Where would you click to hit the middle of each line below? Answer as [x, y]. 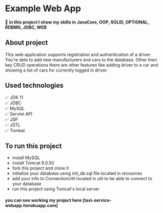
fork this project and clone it [41, 168]
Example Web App [43, 9]
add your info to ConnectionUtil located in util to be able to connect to [82, 179]
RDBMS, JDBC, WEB [26, 27]
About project [26, 43]
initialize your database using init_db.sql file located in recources [77, 173]
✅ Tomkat [15, 130]
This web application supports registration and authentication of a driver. [78, 54]
